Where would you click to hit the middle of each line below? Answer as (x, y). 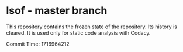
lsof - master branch (57, 11)
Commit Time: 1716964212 (38, 44)
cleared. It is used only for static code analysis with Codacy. (78, 32)
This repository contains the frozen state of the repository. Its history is (91, 27)
